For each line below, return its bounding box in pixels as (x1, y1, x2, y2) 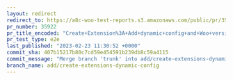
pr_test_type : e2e (6, 36, 60, 43)
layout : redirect (6, 10, 57, 17)
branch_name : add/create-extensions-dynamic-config (6, 62, 159, 69)
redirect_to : (6, 17, 45, 24)
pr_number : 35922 (6, 23, 57, 30)
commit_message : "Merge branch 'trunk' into (6, 56, 138, 63)
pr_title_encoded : (6, 29, 60, 37)
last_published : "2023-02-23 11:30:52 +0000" (6, 42, 140, 49)
